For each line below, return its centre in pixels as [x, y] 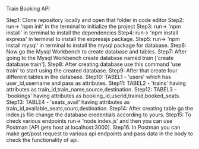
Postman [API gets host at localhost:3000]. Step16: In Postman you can [93, 127]
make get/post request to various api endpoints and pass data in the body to [99, 134]
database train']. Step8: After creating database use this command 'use [94, 64]
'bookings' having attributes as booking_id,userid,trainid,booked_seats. [93, 96]
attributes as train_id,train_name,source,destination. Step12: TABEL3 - [91, 89]
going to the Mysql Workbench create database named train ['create [90, 58]
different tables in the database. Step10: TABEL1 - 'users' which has [89, 77]
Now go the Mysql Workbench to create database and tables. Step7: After [97, 52]
